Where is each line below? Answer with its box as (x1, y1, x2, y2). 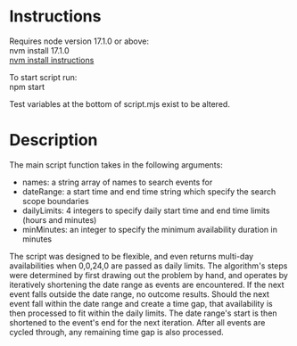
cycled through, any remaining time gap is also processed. (9, 326, 225, 337)
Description (9, 130, 98, 151)
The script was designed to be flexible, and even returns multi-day (9, 251, 254, 261)
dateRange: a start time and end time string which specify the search (21, 185, 276, 197)
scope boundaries (21, 195, 89, 206)
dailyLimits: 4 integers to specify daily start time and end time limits (21, 205, 270, 216)
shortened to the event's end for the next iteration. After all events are (9, 317, 266, 327)
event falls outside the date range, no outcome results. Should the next (9, 288, 270, 300)
